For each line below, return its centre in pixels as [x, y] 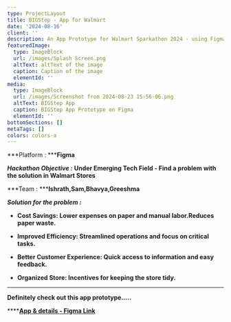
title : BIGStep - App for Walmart [57, 20]
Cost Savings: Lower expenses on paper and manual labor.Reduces [115, 216]
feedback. [32, 264]
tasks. [26, 244]
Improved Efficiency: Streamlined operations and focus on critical [113, 237]
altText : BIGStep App [44, 103]
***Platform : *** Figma [41, 155]
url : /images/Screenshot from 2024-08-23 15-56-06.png [93, 97]
